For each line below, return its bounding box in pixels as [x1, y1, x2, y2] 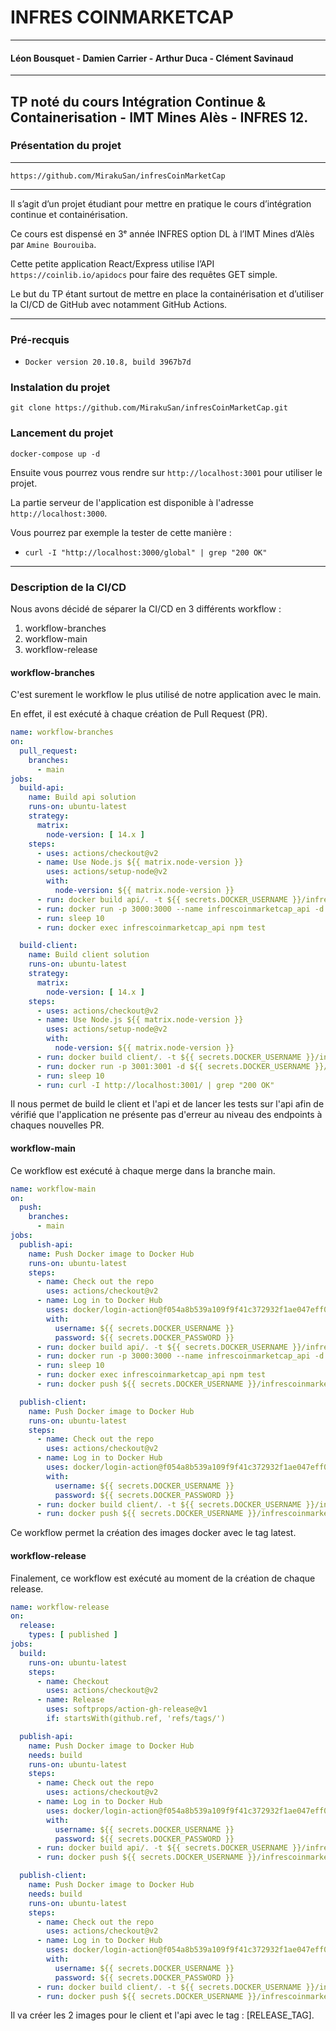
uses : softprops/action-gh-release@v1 [46, 1704, 208, 1715]
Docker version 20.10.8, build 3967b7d [24, 357, 192, 368]
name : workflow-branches [10, 727, 114, 738]
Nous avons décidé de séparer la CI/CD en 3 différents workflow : [10, 603, 282, 615]
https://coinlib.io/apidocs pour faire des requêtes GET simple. [10, 268, 278, 280]
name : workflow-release [10, 1602, 110, 1612]
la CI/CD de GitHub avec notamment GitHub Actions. [10, 298, 228, 310]
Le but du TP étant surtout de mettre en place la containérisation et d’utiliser [10, 287, 325, 300]
